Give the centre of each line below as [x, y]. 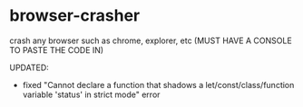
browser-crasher [75, 16]
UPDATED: [29, 67]
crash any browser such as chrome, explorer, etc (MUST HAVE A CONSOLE [151, 40]
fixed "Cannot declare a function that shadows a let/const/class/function [158, 85]
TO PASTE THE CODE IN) [57, 49]
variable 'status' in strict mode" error [91, 94]
